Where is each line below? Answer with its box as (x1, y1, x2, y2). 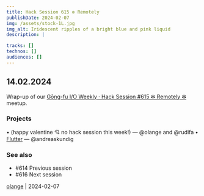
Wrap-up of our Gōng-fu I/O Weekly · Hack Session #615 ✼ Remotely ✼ (6, 93, 187, 100)
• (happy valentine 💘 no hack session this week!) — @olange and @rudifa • (6, 128, 199, 136)
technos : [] (6, 48, 37, 55)
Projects (6, 114, 32, 123)
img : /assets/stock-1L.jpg (6, 20, 75, 26)
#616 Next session (15, 171, 62, 178)
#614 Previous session (15, 164, 72, 172)
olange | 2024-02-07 (6, 183, 60, 190)
